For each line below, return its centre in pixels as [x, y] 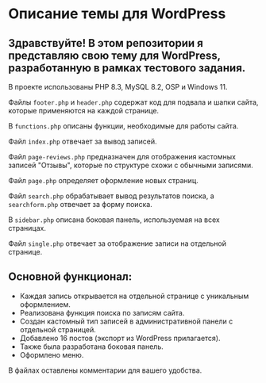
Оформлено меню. [52, 354]
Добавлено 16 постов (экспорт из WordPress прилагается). [120, 338]
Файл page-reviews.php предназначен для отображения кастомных [122, 157]
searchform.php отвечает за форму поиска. [80, 204]
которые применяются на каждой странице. [84, 111]
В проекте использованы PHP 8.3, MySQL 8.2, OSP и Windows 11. [118, 87]
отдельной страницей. [58, 329]
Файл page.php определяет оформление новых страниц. [103, 180]
